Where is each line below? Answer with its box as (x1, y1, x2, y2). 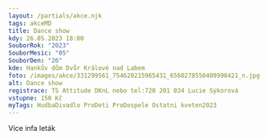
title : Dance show (8, 27, 70, 35)
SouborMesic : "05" (8, 49, 70, 57)
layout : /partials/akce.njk (8, 11, 103, 20)
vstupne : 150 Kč (8, 94, 63, 102)
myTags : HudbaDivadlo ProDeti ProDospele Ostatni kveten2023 (8, 101, 217, 109)
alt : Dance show (8, 79, 63, 87)
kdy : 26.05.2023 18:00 (8, 34, 84, 43)
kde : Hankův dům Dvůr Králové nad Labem (8, 64, 146, 72)
